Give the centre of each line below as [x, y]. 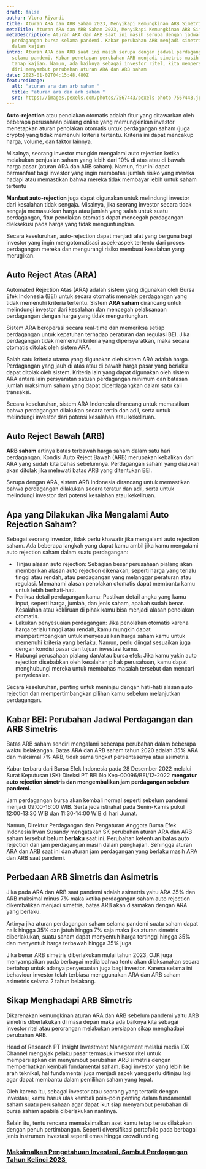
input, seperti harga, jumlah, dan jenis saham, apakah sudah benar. [100, 604]
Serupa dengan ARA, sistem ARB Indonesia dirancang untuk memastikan [98, 482]
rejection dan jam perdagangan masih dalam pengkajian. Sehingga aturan [99, 845]
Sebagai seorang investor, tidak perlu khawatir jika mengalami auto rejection [103, 539]
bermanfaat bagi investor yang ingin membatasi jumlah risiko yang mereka [101, 173]
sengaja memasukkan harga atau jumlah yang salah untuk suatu [87, 211]
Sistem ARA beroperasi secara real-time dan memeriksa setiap [86, 328]
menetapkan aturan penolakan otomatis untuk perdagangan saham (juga [98, 128]
